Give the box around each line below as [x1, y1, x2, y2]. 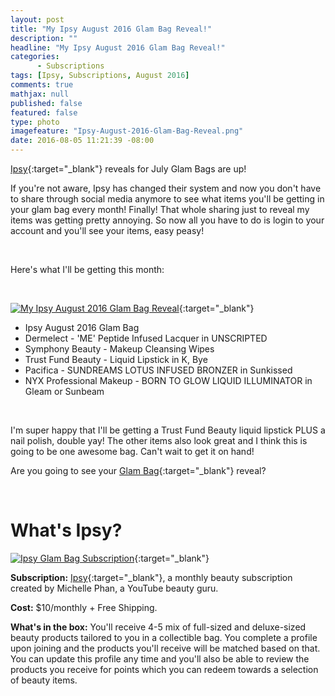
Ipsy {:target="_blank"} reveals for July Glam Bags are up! [10, 163, 247, 175]
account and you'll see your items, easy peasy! [10, 225, 205, 236]
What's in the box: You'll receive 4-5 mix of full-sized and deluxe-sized [10, 621, 307, 633]
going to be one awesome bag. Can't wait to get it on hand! [10, 446, 255, 457]
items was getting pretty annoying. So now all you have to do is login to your [10, 214, 325, 226]
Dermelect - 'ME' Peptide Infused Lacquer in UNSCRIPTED [24, 332, 268, 344]
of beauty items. [10, 674, 78, 686]
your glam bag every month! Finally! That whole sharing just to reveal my [10, 204, 310, 215]
